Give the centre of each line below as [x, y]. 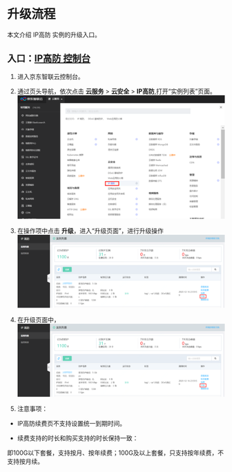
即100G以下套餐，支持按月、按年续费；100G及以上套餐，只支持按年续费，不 [116, 453]
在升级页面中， [38, 319]
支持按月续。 [25, 461]
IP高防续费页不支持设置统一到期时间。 [71, 423]
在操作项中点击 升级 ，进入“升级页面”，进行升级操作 [90, 230]
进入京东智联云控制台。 [50, 76]
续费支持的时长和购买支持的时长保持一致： [78, 438]
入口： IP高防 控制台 [49, 58]
